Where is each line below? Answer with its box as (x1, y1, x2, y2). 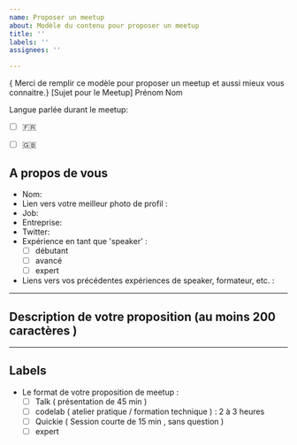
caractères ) (9, 323, 78, 338)
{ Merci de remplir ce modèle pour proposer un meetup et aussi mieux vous (9, 78, 285, 88)
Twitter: (21, 226, 50, 237)
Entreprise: (21, 218, 63, 228)
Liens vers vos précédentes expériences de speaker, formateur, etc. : (21, 275, 275, 286)
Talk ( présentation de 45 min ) (34, 395, 148, 407)
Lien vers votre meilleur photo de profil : (21, 198, 168, 209)
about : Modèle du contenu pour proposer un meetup (9, 21, 200, 30)
